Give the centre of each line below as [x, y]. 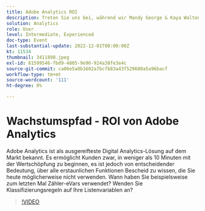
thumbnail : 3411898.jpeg [38, 57]
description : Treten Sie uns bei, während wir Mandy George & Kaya [94, 18]
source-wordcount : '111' [38, 80]
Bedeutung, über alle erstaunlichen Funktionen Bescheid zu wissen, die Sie [101, 170]
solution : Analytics [33, 23]
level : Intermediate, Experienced [50, 35]
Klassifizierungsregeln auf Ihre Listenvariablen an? [70, 190]
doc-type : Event [27, 40]
